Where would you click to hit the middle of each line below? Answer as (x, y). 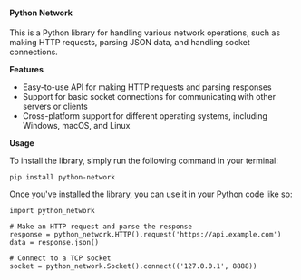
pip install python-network (63, 178)
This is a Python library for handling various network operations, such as (145, 33)
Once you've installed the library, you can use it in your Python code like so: (151, 194)
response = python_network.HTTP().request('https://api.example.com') (146, 235)
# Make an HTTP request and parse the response (101, 227)
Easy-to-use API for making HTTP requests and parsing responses (147, 87)
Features (26, 70)
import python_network (52, 211)
